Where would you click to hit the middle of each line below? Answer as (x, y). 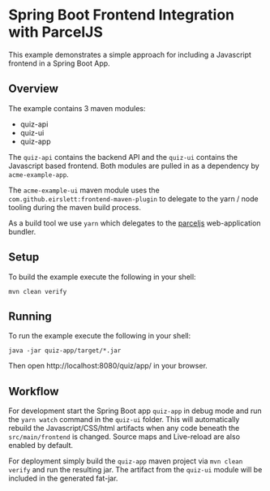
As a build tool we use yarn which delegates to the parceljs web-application (135, 223)
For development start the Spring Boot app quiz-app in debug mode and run (135, 411)
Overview (34, 89)
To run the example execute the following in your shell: (100, 336)
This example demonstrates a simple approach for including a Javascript (130, 54)
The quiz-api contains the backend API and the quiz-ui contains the (123, 157)
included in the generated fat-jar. (63, 478)
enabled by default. (41, 446)
